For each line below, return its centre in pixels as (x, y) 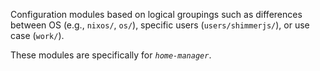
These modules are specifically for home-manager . (111, 55)
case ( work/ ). (37, 35)
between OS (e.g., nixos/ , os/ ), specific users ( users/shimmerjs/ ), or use (160, 25)
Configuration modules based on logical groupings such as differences (156, 14)
